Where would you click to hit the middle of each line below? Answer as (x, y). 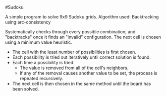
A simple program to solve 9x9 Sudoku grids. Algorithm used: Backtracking (82, 17)
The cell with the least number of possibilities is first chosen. (74, 52)
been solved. (26, 89)
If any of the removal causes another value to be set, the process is (88, 73)
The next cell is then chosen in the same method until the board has (82, 84)
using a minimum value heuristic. (39, 42)
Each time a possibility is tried (43, 62)
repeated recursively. (41, 78)
